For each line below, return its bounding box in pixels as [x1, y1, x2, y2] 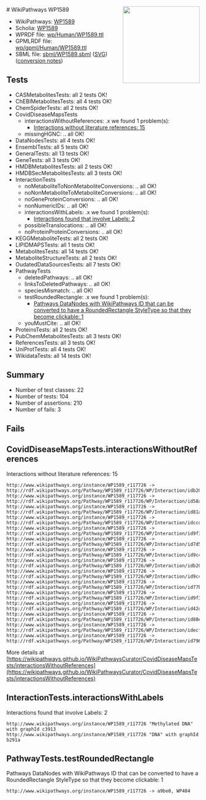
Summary [6, 370, 45, 380]
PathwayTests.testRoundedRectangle [6, 753, 154, 764]
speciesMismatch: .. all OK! [24, 287, 93, 294]
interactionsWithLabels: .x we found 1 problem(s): [24, 208, 150, 216]
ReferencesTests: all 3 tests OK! [15, 339, 96, 346]
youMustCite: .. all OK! [24, 319, 81, 327]
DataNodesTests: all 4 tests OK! [15, 136, 96, 144]
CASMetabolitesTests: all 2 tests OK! [15, 91, 107, 98]
